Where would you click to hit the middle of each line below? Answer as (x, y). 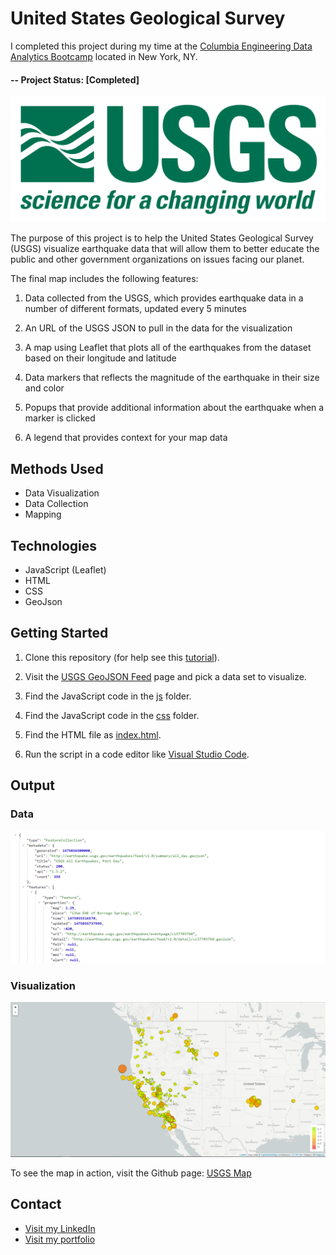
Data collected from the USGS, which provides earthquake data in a (164, 298)
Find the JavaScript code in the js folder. (108, 696)
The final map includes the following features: (104, 279)
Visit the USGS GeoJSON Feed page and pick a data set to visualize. (165, 676)
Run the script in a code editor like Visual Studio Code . (137, 754)
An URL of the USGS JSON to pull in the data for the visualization (158, 328)
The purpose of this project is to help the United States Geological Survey (162, 238)
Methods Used (57, 468)
